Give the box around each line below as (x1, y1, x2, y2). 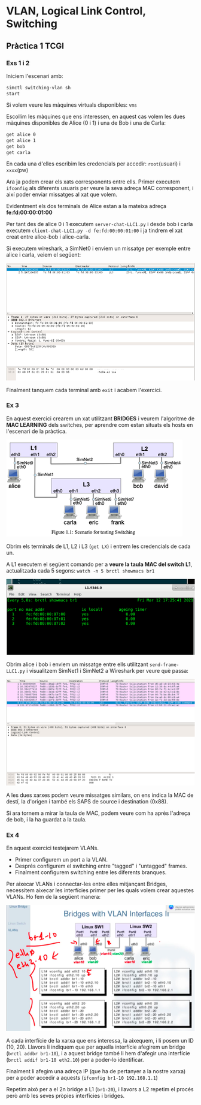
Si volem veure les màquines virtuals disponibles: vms (6, 101, 138, 109)
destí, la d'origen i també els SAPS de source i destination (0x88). (6, 797, 169, 805)
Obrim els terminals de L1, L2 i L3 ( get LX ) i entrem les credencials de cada (6, 543, 191, 550)
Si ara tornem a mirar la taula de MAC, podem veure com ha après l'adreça (6, 809, 190, 817)
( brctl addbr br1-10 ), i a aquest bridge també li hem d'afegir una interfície (6, 1050, 190, 1057)
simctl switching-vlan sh (6, 85, 71, 91)
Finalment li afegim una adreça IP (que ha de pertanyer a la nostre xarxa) (6, 1068, 186, 1075)
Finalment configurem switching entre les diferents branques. (14, 868, 167, 876)
